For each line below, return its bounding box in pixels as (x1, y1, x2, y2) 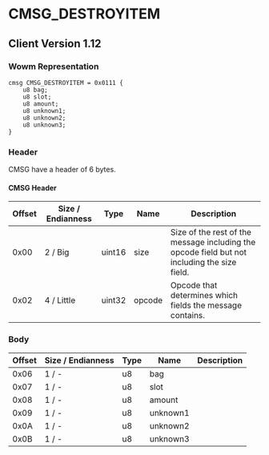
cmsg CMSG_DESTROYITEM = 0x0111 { (8, 79, 124, 87)
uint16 (101, 247, 126, 258)
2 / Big (44, 247, 70, 258)
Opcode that (171, 280, 218, 291)
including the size (171, 257, 237, 268)
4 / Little (44, 295, 76, 306)
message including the (171, 237, 256, 248)
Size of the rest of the (171, 227, 252, 238)
